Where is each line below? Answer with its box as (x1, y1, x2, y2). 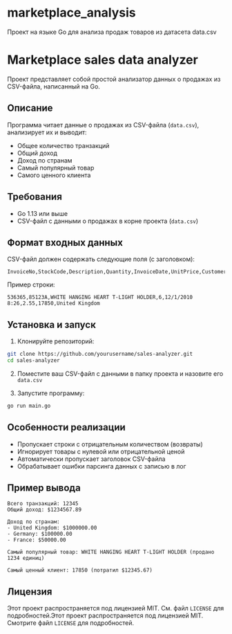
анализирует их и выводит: (7, 128, 88, 136)
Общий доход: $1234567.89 (7, 507, 81, 514)
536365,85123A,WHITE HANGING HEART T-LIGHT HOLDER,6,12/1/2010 (7, 294, 193, 301)
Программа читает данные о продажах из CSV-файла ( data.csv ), (7, 120, 200, 129)
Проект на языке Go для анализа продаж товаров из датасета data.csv (7, 28, 217, 36)
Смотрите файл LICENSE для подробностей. (7, 619, 135, 627)
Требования (7, 191, 62, 203)
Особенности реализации (7, 422, 126, 433)
